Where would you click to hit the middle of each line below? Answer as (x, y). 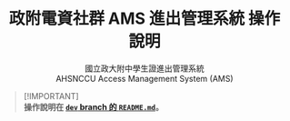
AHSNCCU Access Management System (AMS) (145, 78)
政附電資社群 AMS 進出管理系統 (126, 19)
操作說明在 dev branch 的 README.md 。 (94, 106)
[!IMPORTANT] (51, 96)
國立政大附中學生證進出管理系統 (145, 68)
